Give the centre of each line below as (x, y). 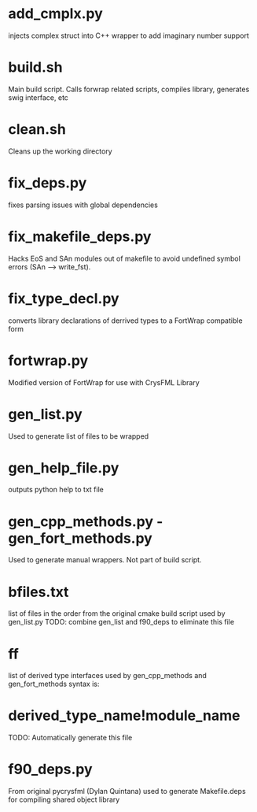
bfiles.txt (39, 592)
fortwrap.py (48, 360)
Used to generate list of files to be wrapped (79, 436)
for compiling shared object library (64, 799)
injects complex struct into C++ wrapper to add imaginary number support (128, 35)
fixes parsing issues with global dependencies (83, 205)
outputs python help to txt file (56, 490)
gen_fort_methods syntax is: (54, 684)
